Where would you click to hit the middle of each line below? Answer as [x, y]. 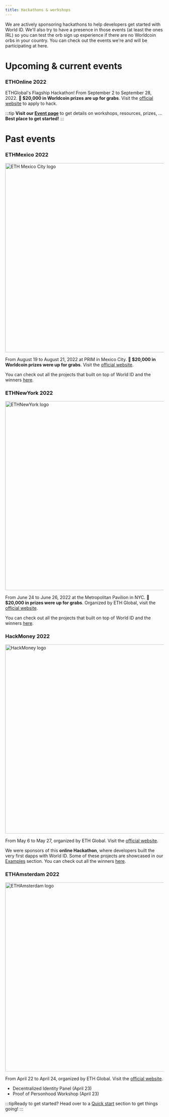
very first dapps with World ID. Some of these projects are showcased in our [84, 856]
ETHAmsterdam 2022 [32, 874]
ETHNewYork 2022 [29, 393]
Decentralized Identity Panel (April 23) [52, 1089]
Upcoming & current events [64, 66]
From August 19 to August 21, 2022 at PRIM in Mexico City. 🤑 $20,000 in [80, 359]
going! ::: [14, 1109]
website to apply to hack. [31, 103]
